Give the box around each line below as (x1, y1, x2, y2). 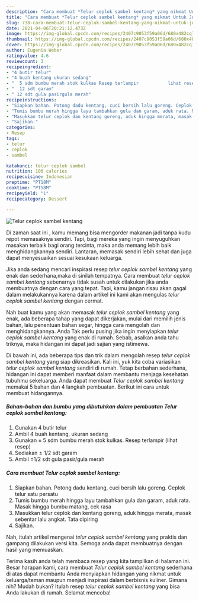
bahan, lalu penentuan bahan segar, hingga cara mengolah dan (6, 321, 161, 328)
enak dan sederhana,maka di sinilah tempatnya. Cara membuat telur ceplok (6, 272, 191, 279)
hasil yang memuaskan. (6, 546, 64, 554)
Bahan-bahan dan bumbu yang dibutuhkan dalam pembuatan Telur (6, 403, 178, 410)
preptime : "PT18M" (6, 179, 52, 186)
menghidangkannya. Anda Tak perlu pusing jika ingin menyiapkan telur (6, 327, 179, 335)
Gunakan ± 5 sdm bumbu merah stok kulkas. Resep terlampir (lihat (14, 437, 178, 444)
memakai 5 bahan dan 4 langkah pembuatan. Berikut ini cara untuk (6, 383, 170, 390)
